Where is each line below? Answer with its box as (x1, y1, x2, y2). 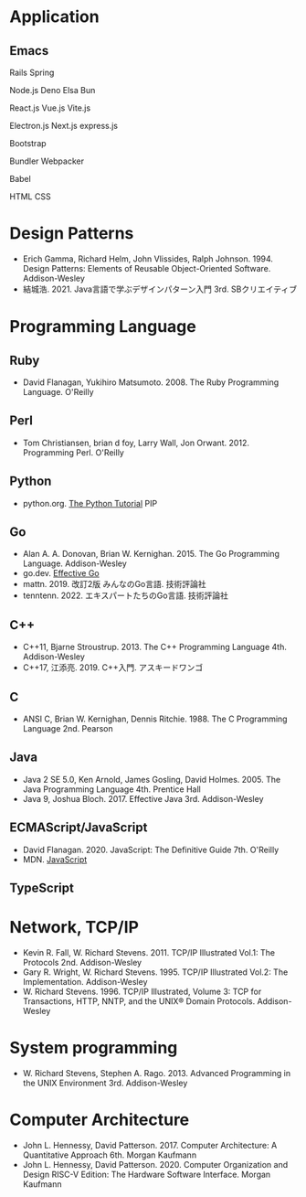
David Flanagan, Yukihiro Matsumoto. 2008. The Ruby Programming (22, 377, 280, 388)
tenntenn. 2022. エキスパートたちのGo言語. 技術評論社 (22, 590, 228, 601)
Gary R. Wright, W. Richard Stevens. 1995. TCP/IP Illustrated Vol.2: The (22, 967, 289, 978)
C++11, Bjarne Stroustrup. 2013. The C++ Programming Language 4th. (22, 642, 288, 653)
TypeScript (9, 881, 75, 896)
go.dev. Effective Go (22, 568, 100, 579)
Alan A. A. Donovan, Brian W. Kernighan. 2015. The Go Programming (22, 549, 280, 560)
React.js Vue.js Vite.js (9, 102, 91, 113)
